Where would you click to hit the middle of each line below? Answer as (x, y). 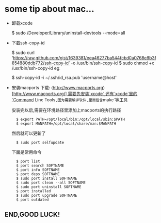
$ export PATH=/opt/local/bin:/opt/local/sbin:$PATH (71, 119)
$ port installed (34, 191)
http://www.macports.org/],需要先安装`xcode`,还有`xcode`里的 (75, 93)
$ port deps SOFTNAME (38, 174)
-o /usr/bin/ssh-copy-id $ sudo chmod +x (112, 63)
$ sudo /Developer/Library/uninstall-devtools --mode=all (68, 33)
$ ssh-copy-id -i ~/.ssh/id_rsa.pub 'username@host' (64, 77)
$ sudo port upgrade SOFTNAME (47, 195)
